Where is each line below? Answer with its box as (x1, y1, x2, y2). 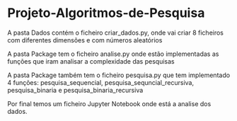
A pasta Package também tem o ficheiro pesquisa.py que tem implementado (7, 71, 231, 79)
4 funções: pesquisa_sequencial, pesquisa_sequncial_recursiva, (7, 78, 195, 86)
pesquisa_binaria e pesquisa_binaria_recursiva (7, 86, 144, 94)
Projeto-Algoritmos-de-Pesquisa (7, 5, 205, 21)
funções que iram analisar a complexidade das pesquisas (7, 57, 175, 65)
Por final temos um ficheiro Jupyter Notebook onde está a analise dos (7, 99, 212, 108)
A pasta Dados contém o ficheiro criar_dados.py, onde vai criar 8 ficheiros (7, 28, 224, 37)
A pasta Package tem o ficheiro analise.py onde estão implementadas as (7, 50, 219, 58)
